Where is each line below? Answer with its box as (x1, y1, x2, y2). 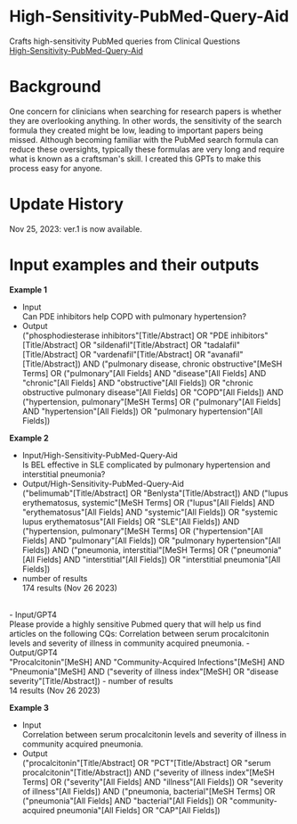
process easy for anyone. (9, 162, 102, 173)
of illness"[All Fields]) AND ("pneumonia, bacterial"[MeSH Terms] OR (21, 786, 276, 796)
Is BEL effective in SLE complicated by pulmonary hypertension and (21, 459, 271, 470)
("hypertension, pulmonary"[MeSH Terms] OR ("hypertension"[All (21, 525, 264, 536)
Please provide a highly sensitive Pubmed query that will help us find (9, 618, 261, 630)
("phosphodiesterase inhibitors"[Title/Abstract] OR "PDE (21, 330, 229, 341)
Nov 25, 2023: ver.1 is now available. (9, 223, 142, 234)
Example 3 (9, 702, 49, 713)
